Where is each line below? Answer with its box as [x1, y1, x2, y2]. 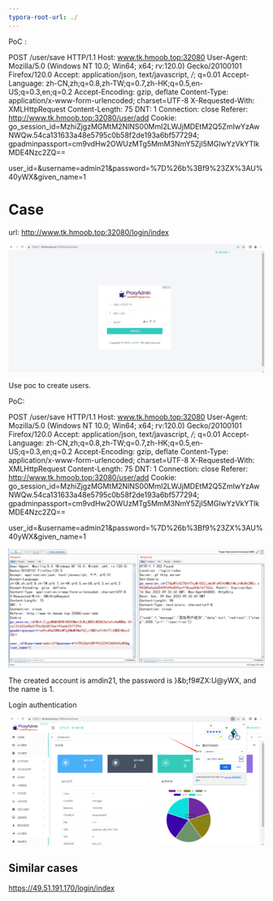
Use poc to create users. [8, 381, 91, 391]
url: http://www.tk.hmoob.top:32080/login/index [8, 227, 169, 237]
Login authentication [8, 700, 77, 710]
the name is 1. [8, 684, 54, 694]
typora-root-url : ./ [8, 13, 79, 21]
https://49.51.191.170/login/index [8, 883, 115, 893]
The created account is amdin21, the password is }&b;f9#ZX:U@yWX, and [8, 676, 257, 685]
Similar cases [8, 861, 79, 875]
